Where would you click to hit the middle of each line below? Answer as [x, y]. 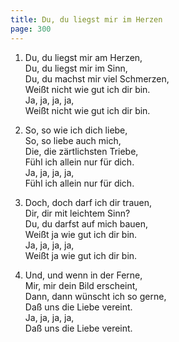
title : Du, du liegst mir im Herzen [86, 19]
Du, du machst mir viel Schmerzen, [97, 78]
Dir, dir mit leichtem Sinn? [77, 213]
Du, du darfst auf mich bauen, [86, 223]
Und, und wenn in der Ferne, [83, 275]
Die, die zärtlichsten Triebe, [81, 151]
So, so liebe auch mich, [73, 140]
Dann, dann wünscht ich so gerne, [95, 296]
